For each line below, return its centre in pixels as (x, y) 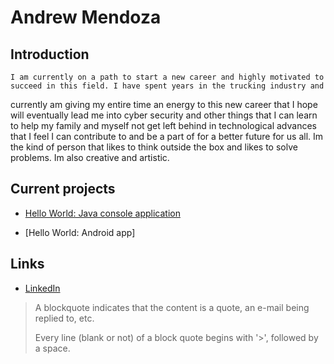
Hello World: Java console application (102, 213)
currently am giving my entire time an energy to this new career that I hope (164, 104)
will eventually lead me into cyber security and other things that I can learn (164, 115)
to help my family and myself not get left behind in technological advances (163, 125)
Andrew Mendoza (86, 17)
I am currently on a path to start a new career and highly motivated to (167, 77)
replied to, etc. (64, 318)
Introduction (50, 54)
